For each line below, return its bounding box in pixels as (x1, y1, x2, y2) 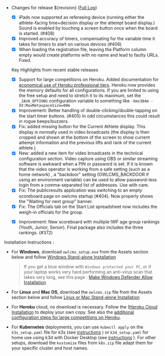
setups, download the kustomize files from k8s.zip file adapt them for (11, 340, 153, 346)
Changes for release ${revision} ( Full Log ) (11, 5, 97, 10)
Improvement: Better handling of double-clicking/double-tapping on (18, 107, 158, 113)
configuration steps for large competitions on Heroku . (11, 314, 121, 320)
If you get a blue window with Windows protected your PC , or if (23, 263, 152, 269)
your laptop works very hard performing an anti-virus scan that (23, 269, 153, 275)
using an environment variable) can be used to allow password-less (18, 177, 157, 183)
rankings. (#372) (18, 229, 53, 235)
